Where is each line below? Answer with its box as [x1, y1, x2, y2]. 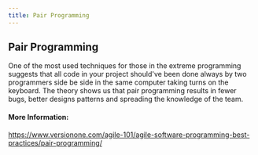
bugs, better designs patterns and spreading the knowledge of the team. [8, 95, 244, 104]
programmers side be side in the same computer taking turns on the [8, 77, 230, 87]
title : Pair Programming [8, 11, 90, 20]
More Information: [8, 113, 69, 122]
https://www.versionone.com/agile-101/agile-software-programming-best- [8, 130, 250, 139]
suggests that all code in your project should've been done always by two [8, 70, 247, 79]
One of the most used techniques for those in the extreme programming [8, 61, 241, 70]
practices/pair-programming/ [8, 138, 102, 147]
